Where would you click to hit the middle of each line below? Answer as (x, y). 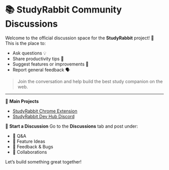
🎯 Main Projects (22, 101)
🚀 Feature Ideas (29, 141)
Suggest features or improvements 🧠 (51, 64)
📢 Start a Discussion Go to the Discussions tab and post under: (72, 126)
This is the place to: (26, 43)
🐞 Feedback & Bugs (33, 146)
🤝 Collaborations (30, 152)
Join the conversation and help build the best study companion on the (90, 81)
